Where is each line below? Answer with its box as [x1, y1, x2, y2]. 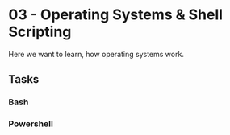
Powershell [8, 118, 54, 129]
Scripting [8, 22, 72, 41]
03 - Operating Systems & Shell [8, 6, 224, 24]
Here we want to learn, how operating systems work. [8, 49, 184, 59]
